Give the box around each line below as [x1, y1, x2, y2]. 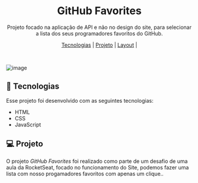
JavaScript [14, 121, 41, 128]
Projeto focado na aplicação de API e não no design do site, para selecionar [7, 24, 192, 31]
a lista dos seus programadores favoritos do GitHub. [35, 30, 163, 37]
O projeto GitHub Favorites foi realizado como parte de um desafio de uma [6, 158, 188, 165]
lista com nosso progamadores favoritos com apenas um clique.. [6, 170, 164, 177]
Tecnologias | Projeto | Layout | [61, 41, 138, 48]
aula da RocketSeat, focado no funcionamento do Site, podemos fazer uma [6, 164, 189, 171]
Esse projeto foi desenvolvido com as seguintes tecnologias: [6, 97, 154, 104]
